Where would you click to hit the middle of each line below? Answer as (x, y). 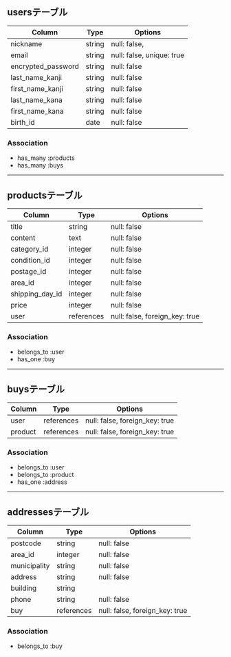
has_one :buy (36, 359)
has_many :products (46, 158)
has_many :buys (40, 165)
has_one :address (42, 482)
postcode (26, 543)
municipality (30, 566)
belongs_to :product (45, 475)
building (23, 588)
